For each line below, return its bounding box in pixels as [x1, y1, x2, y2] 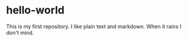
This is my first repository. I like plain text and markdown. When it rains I [6, 23, 182, 30]
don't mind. [6, 29, 34, 36]
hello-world [6, 4, 65, 17]
